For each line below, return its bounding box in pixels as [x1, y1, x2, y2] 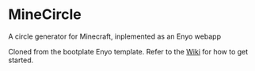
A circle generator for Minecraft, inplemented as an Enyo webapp [8, 32, 222, 41]
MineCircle [8, 6, 82, 24]
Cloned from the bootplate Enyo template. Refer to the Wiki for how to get [8, 47, 249, 56]
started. [8, 55, 34, 65]
